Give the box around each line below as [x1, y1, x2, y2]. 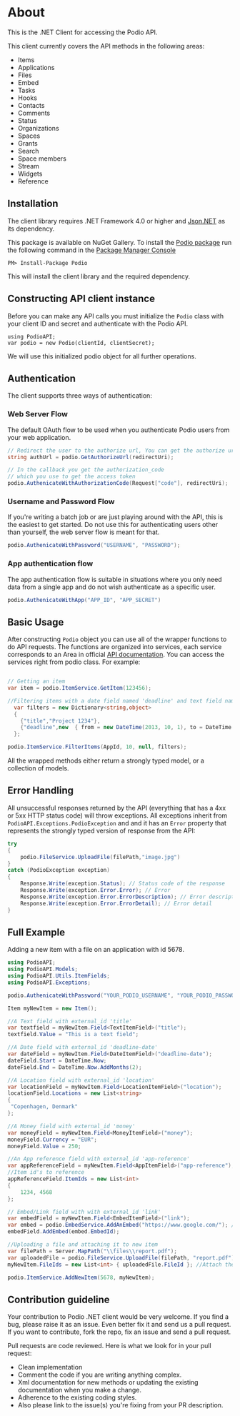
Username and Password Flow [7, 496, 115, 506]
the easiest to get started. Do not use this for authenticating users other [7, 521, 219, 529]
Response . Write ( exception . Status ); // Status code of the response [20, 880, 225, 888]
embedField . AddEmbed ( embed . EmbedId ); [7, 1228, 120, 1235]
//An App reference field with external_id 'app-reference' [7, 1155, 191, 1163]
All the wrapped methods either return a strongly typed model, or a [7, 756, 205, 765]
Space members [17, 154, 66, 163]
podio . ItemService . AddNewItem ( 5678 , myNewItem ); [7, 1274, 155, 1281]
